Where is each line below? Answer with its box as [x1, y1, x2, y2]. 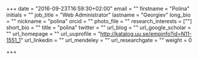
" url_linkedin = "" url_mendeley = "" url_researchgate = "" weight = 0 [20, 37, 193, 43]
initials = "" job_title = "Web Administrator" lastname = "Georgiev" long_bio [6, 11, 191, 18]
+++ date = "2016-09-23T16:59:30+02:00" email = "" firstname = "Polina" [6, 5, 190, 12]
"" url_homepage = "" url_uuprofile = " [6, 30, 100, 37]
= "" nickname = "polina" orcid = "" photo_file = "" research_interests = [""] [6, 18, 193, 24]
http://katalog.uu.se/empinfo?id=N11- [100, 30, 192, 37]
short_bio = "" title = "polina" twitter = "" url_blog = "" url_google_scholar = [6, 24, 191, 31]
